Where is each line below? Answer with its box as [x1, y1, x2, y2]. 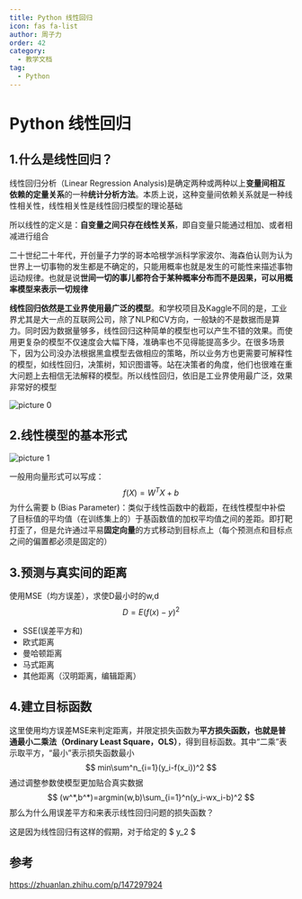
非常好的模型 [9, 381, 57, 392]
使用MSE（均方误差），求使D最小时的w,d [9, 591, 160, 602]
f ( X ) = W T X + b [122, 486, 180, 498]
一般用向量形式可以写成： [9, 470, 104, 482]
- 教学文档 [17, 55, 53, 64]
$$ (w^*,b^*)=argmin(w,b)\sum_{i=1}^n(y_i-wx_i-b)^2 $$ [47, 792, 255, 803]
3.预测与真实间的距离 [9, 565, 128, 580]
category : [9, 47, 47, 56]
